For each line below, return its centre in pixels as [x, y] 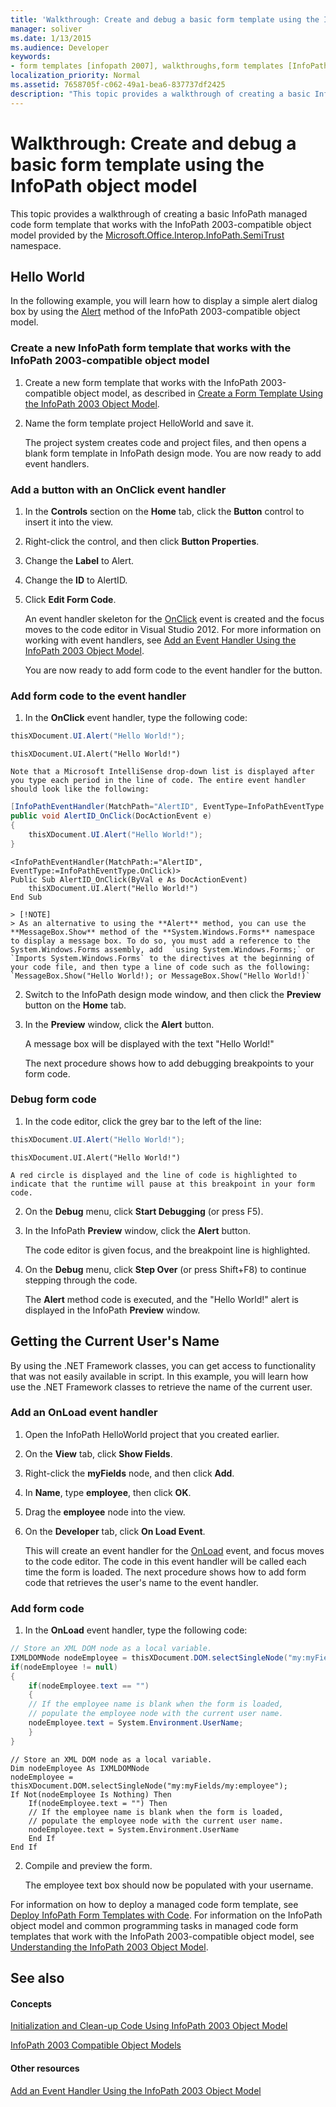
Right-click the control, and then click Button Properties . [142, 541]
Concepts [31, 2003]
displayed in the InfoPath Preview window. [112, 1310]
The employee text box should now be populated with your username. [169, 1885]
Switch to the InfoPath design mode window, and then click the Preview [173, 994]
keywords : [31, 57]
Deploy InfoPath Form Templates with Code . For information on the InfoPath [166, 1915]
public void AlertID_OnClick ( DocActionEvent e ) [111, 816]
